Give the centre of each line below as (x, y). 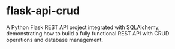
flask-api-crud (43, 11)
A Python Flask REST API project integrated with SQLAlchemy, (83, 27)
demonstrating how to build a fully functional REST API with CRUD (88, 33)
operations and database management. (55, 40)
